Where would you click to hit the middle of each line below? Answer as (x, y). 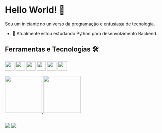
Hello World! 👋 (35, 10)
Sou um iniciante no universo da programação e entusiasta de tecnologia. (80, 24)
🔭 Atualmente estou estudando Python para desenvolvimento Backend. (85, 33)
